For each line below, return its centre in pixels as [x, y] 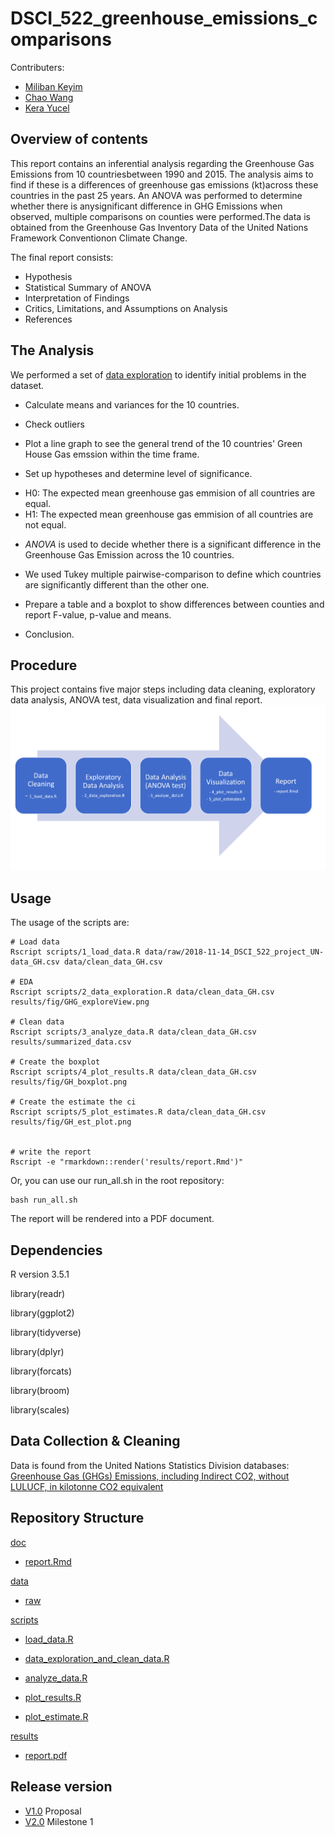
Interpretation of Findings [77, 298]
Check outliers [54, 424]
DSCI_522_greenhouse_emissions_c [164, 18]
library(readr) [38, 1294]
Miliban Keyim [53, 86]
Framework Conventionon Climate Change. [99, 238]
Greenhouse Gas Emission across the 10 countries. [129, 554]
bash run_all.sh [44, 1200]
